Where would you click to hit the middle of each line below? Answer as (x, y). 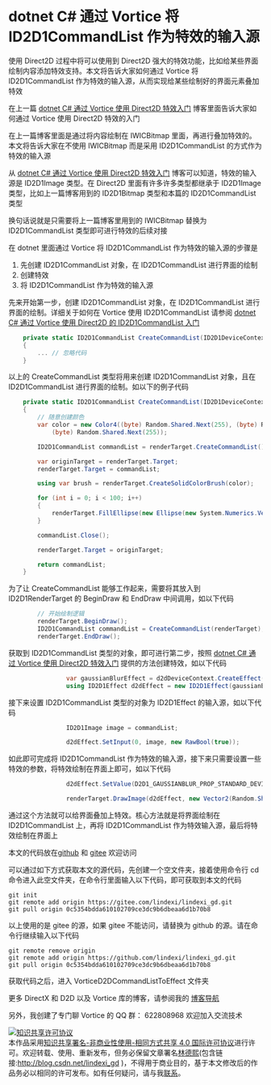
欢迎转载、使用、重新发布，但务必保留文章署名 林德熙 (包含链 (123, 1053)
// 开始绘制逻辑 (61, 614)
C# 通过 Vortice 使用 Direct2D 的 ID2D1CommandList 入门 (104, 322)
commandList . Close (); (74, 535)
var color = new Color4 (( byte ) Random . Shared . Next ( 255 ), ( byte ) (148, 425)
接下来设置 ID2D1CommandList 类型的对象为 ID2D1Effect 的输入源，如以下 (131, 702)
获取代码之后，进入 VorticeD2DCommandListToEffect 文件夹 (109, 981)
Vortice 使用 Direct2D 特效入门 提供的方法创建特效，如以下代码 (122, 663)
